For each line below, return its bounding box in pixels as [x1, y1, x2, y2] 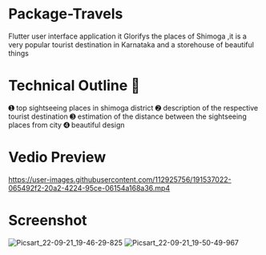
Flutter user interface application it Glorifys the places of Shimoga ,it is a [8, 31, 247, 41]
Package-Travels [8, 5, 123, 23]
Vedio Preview [8, 148, 107, 167]
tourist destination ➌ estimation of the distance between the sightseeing [8, 111, 247, 121]
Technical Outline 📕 [8, 77, 140, 95]
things [8, 48, 30, 58]
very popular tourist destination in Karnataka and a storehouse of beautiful [8, 39, 255, 49]
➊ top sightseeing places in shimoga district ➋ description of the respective [8, 103, 259, 112]
